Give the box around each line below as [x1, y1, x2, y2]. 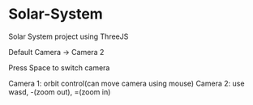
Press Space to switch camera [8, 62, 110, 73]
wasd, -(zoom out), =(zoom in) [8, 86, 111, 97]
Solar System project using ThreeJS [8, 31, 129, 41]
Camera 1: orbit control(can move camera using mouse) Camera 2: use [8, 78, 245, 88]
